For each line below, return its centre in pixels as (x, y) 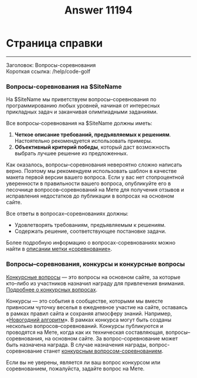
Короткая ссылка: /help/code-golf (48, 71)
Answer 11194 (98, 10)
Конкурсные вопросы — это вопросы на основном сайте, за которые (93, 277)
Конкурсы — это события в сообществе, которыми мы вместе (84, 301)
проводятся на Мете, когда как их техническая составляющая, (85, 332)
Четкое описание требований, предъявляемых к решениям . (93, 135)
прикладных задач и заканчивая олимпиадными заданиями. (82, 112)
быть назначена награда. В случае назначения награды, (77, 344)
